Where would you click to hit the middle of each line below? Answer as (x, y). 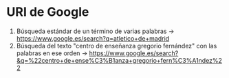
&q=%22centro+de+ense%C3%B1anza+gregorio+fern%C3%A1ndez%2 (119, 60)
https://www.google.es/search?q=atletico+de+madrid (93, 38)
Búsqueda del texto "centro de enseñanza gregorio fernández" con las (117, 46)
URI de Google (48, 12)
